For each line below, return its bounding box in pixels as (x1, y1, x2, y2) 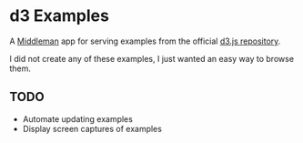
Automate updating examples (22, 113, 134, 124)
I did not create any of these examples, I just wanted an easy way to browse (9, 53, 294, 64)
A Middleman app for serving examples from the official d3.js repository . (9, 36, 281, 46)
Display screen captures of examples (22, 123, 162, 134)
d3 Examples (9, 5, 109, 26)
